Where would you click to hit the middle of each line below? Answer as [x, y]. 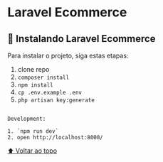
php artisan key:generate [56, 100]
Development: [27, 119]
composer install [43, 77]
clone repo [33, 69]
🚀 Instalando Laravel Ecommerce [81, 39]
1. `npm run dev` [33, 131]
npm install [35, 85]
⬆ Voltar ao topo [32, 151]
